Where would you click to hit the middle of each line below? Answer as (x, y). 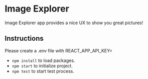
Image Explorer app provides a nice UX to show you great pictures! (74, 23)
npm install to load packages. (43, 60)
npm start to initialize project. (42, 65)
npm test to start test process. (43, 71)
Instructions (24, 38)
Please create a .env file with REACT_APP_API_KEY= (59, 50)
